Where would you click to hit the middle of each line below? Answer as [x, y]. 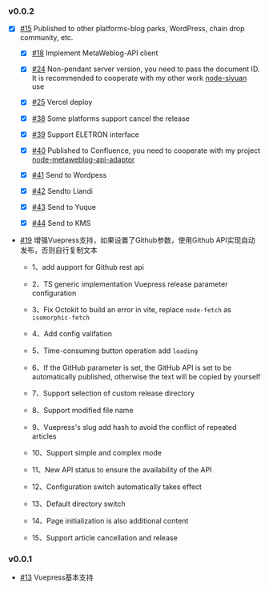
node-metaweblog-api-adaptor [83, 159]
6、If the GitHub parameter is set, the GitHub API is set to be [132, 367]
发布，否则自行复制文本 [58, 250]
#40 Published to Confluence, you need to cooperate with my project [146, 151]
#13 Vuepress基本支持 [56, 577]
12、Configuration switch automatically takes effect [117, 487]
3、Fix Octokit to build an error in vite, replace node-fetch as [132, 309]
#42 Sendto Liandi [62, 191]
